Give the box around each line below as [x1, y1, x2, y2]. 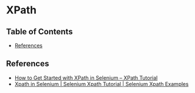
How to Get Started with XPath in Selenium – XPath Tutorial [14, 74, 158, 81]
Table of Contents [6, 27, 73, 37]
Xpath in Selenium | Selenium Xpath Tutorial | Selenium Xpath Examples [14, 80, 189, 87]
